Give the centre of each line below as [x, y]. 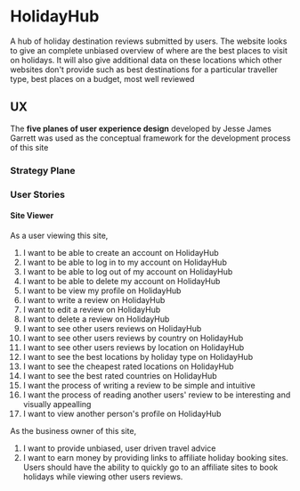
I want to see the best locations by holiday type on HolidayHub [138, 356]
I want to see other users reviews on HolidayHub [112, 328]
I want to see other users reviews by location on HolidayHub [134, 347]
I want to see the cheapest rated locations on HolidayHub [128, 366]
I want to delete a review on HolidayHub [96, 319]
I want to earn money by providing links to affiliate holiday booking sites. [155, 457]
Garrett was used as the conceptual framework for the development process [150, 138]
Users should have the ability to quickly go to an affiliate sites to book [150, 467]
